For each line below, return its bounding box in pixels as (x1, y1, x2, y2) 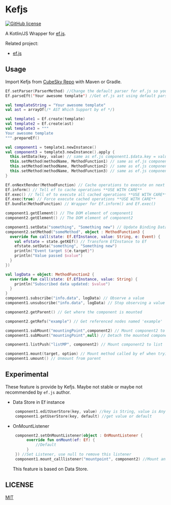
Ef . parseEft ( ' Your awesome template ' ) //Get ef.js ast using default (5, 93, 156, 98)
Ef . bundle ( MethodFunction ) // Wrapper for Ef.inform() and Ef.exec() (5, 201, 156, 206)
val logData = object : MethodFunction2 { (5, 272, 95, 277)
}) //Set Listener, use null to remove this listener (15, 452, 132, 457)
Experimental (5, 370, 49, 379)
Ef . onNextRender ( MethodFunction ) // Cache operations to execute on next (5, 182, 165, 188)
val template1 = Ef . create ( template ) (5, 117, 85, 122)
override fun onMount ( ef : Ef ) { (26, 438, 95, 443)
